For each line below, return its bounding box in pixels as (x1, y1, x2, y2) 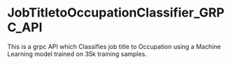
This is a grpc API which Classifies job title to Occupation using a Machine (7, 42, 221, 50)
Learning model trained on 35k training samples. (7, 50, 147, 58)
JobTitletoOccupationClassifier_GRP (7, 5, 225, 21)
